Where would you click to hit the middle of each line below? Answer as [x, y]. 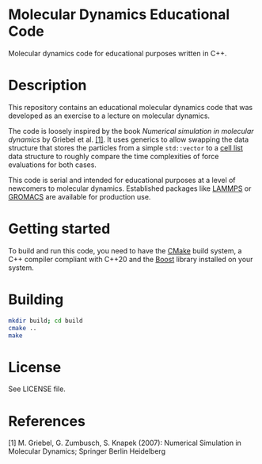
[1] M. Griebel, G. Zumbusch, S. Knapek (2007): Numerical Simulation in [125, 443]
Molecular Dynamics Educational [119, 15]
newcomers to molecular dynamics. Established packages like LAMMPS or [130, 188]
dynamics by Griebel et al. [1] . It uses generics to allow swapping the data [129, 139]
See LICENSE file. [37, 389]
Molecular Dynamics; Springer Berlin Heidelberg [87, 451]
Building [36, 299]
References [47, 421]
